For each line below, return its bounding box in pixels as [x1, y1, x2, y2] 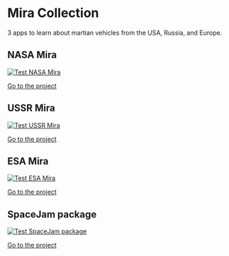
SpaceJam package [7, 208, 97, 221]
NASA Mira [7, 49, 57, 61]
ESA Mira [7, 155, 49, 167]
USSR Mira [7, 102, 55, 114]
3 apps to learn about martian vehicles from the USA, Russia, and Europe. [7, 28, 223, 37]
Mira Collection [7, 5, 99, 21]
